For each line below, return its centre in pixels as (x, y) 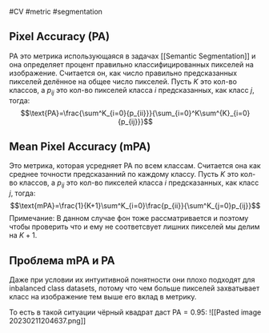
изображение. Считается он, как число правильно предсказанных (123, 73)
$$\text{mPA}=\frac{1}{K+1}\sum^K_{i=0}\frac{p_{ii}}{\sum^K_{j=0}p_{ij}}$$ (135, 206)
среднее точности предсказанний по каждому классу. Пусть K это (124, 175)
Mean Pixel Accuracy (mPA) (80, 146)
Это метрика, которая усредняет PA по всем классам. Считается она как (135, 166)
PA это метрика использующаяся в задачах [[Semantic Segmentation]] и (132, 56)
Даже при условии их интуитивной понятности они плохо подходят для (132, 280)
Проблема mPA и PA (62, 261)
